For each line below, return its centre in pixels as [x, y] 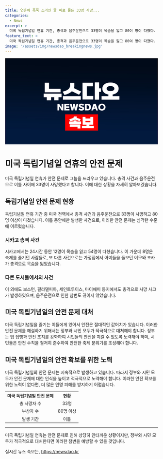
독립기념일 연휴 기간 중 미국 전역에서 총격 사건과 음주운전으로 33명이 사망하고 [78, 214]
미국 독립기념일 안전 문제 [30, 396]
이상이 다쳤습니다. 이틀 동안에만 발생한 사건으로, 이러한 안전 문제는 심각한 [79, 220]
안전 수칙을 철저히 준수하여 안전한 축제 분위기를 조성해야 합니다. [78, 343]
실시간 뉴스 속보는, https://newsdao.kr [42, 452]
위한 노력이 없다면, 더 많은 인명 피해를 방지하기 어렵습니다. [60, 384]
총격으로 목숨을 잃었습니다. [35, 264]
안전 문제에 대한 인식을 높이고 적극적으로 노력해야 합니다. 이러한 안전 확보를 [85, 379]
